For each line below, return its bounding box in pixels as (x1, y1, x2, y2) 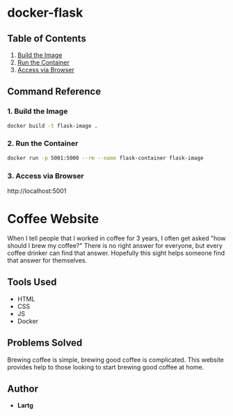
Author (7, 383, 38, 394)
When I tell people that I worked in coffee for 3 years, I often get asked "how (7, 234, 226, 242)
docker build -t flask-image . (7, 122, 98, 129)
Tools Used (7, 276, 57, 288)
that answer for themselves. (7, 256, 88, 265)
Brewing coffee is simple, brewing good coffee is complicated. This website (7, 356, 225, 364)
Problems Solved (7, 337, 83, 349)
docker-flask (7, 5, 83, 21)
